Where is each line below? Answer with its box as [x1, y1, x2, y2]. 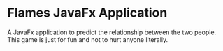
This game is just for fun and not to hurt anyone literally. [7, 35, 168, 43]
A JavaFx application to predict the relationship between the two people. [7, 28, 217, 36]
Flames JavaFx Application [7, 5, 168, 21]
